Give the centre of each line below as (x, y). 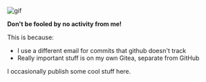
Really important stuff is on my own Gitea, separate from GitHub (108, 58)
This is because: (30, 37)
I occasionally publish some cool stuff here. (69, 71)
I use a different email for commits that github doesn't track (102, 51)
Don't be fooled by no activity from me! (65, 24)
